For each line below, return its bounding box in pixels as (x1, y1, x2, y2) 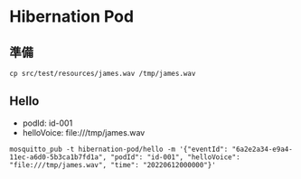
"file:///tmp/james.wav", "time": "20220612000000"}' (9, 160, 217, 169)
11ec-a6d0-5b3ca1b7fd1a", (9, 152, 107, 162)
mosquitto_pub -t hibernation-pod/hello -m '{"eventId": (9, 145, 229, 154)
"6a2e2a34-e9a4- (231, 145, 294, 154)
